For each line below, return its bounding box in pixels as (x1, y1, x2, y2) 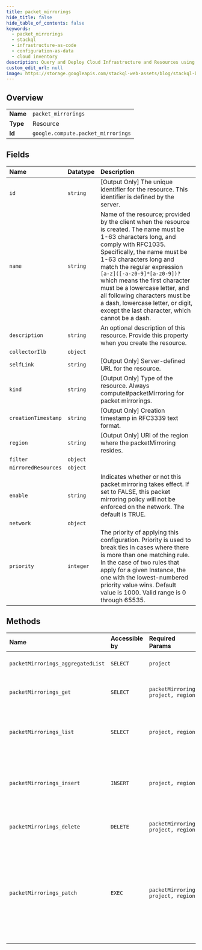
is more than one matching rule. (100, 551, 190, 559)
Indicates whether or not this (100, 472, 182, 481)
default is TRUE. (100, 510, 146, 518)
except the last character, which (100, 306, 191, 315)
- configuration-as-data (11, 48, 74, 54)
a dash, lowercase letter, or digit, (100, 298, 192, 307)
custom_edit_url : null (6, 64, 63, 71)
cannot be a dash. (100, 313, 151, 322)
